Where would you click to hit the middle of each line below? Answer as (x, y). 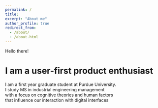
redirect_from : (21, 28)
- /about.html (24, 37)
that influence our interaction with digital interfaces (57, 100)
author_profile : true (27, 23)
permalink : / (18, 10)
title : (12, 14)
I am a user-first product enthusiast (79, 71)
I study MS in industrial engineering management (55, 89)
